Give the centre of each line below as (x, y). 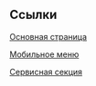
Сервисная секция (46, 72)
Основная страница (48, 36)
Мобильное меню (44, 54)
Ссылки (33, 15)
